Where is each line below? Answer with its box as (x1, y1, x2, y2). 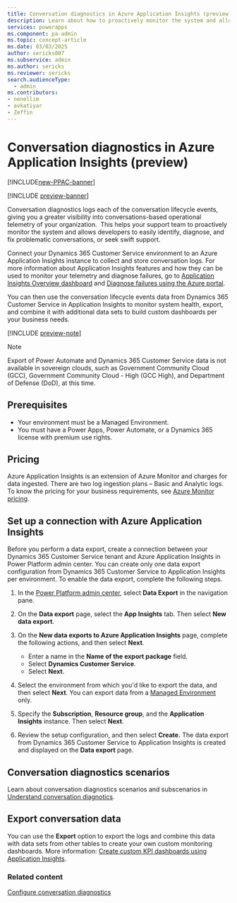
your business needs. (7, 315, 70, 324)
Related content (7, 872, 63, 882)
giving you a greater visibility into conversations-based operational (7, 213, 202, 221)
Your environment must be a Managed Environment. (17, 418, 169, 426)
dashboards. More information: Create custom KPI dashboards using (7, 846, 207, 855)
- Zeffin (7, 109, 33, 116)
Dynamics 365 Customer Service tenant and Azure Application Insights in (7, 553, 221, 561)
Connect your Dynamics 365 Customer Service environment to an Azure (7, 249, 218, 257)
